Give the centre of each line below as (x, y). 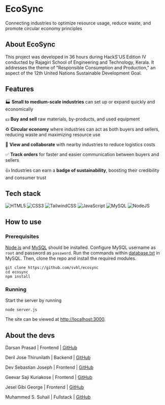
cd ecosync (17, 272)
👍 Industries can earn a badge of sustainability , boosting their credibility (82, 170)
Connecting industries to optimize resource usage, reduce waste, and (78, 23)
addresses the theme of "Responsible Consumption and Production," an (80, 67)
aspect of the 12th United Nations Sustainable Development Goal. (74, 73)
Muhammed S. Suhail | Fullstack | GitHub (48, 397)
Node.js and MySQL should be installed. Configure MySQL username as (80, 247)
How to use (23, 222)
